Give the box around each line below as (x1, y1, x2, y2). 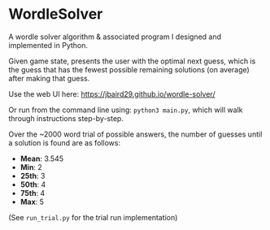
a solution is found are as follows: (8, 137, 120, 147)
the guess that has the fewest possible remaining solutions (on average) (8, 64, 250, 74)
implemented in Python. (8, 40, 88, 50)
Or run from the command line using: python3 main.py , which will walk (8, 105, 243, 115)
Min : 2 (20, 162, 42, 171)
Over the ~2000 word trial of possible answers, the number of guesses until (8, 129, 263, 139)
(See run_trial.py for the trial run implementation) (8, 212, 178, 222)
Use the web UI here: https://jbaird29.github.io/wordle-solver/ (8, 89, 216, 98)
